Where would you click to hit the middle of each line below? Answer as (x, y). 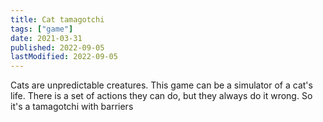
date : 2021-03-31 (46, 38)
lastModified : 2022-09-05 (64, 57)
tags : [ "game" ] (42, 29)
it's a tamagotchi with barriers (72, 107)
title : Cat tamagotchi (57, 19)
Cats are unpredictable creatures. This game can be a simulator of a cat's (161, 85)
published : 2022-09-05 (57, 47)
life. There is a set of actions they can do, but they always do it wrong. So (161, 96)
